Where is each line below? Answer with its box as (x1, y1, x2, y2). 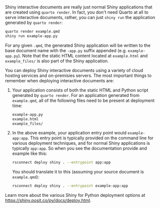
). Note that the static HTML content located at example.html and (18, 53, 148, 58)
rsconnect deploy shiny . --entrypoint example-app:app (12, 184, 128, 189)
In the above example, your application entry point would (12, 130, 127, 136)
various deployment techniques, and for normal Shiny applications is (12, 140, 150, 146)
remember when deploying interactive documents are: (5, 77, 114, 83)
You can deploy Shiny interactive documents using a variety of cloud (5, 67, 143, 73)
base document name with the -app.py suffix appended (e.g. (5, 47, 127, 53)
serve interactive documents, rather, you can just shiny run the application (5, 15, 155, 20)
